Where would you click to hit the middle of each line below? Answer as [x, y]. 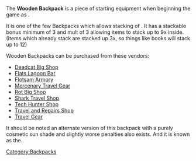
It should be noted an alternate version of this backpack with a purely [90, 128]
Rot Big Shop [30, 92]
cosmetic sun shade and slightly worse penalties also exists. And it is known [98, 134]
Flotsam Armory [34, 79]
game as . [18, 15]
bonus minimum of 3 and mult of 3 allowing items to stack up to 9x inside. [95, 32]
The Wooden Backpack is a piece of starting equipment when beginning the [98, 8]
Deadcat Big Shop [36, 67]
